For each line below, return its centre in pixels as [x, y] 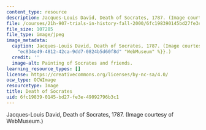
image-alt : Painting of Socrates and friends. [72, 63]
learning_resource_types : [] [44, 69]
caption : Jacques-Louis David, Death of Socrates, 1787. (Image [96, 46]
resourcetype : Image [33, 86]
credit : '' [26, 57]
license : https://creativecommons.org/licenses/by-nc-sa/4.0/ [87, 74]
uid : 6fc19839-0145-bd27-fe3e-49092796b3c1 [63, 97]
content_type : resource [37, 12]
